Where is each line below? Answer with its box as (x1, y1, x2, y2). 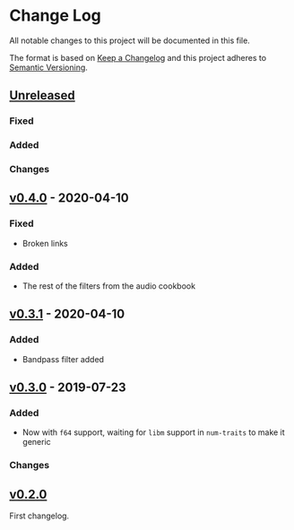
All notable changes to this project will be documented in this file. (9, 35, 251, 46)
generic (22, 437, 51, 447)
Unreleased (9, 88, 76, 103)
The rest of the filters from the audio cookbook (22, 281, 195, 291)
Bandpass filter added (22, 353, 105, 364)
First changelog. (9, 510, 70, 521)
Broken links (22, 238, 69, 248)
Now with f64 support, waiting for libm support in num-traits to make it (22, 427, 285, 438)
